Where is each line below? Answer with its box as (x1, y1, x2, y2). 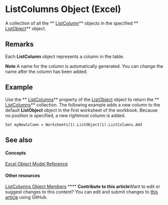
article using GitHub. (5, 194, 48, 200)
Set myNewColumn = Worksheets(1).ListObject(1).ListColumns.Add (5, 122, 142, 127)
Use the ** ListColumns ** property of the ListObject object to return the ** (5, 96, 159, 102)
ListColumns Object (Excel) (5, 4, 121, 15)
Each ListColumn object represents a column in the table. (5, 53, 124, 59)
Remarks (5, 40, 34, 49)
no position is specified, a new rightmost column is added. (5, 112, 126, 119)
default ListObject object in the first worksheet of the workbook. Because (5, 107, 158, 113)
